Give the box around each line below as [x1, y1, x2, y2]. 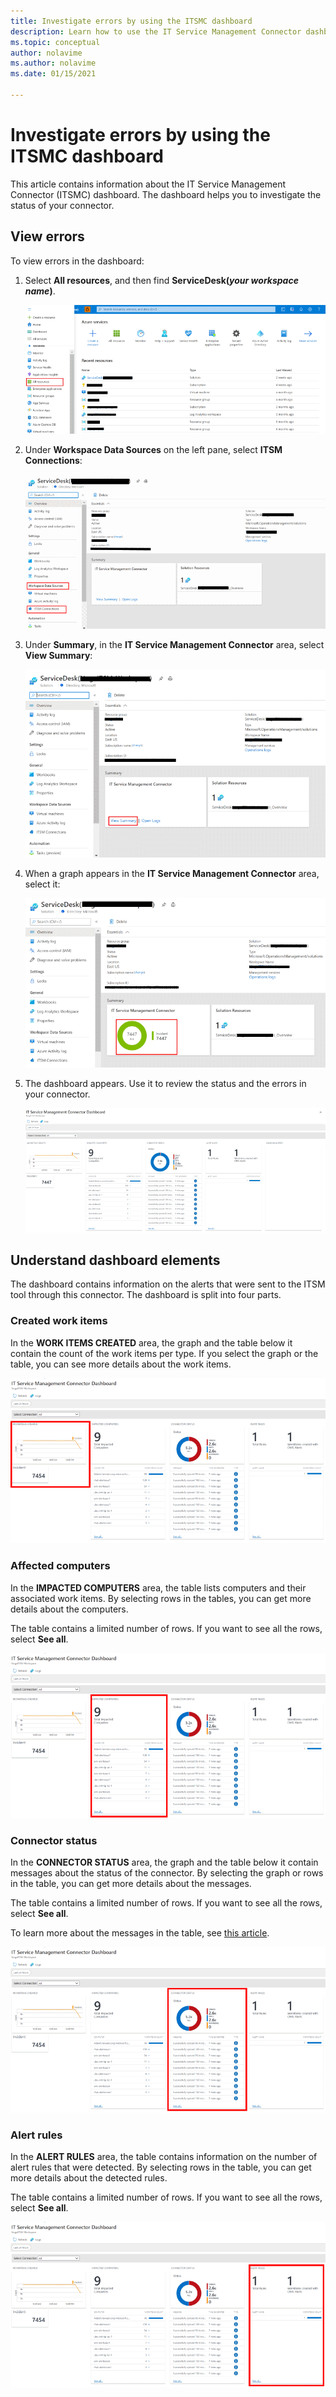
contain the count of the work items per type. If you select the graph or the [10, 1347, 319, 1359]
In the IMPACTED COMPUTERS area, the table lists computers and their [10, 1581, 307, 1594]
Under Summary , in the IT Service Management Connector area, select [24, 639, 325, 651]
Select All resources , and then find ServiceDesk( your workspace [24, 274, 299, 286]
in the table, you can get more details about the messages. [10, 1878, 252, 1890]
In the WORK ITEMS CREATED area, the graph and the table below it [10, 1336, 293, 1349]
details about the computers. [10, 1603, 129, 1615]
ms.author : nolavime [10, 58, 97, 69]
